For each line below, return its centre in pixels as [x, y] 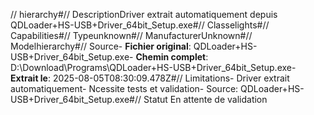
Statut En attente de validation [205, 99]
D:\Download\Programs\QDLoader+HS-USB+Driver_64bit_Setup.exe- [153, 67]
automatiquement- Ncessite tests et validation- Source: [124, 88]
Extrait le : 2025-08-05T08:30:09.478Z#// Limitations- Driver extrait [150, 78]
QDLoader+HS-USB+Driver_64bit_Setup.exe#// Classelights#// [140, 25]
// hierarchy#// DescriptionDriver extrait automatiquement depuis [144, 14]
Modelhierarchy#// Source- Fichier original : [101, 46]
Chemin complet [171, 57]
